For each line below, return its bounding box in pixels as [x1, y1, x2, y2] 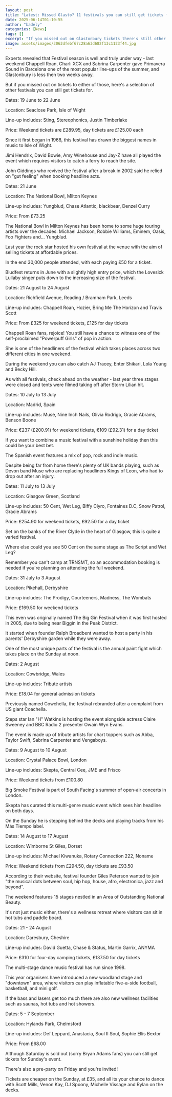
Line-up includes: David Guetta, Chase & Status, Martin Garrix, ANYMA [5, 944, 155, 950]
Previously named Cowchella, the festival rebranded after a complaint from [5, 700, 163, 707]
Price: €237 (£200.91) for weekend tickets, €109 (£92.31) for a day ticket [5, 427, 159, 433]
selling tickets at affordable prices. [5, 249, 78, 255]
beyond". [5, 884, 25, 890]
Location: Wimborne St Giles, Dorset [5, 843, 82, 849]
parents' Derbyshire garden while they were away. [5, 635, 112, 642]
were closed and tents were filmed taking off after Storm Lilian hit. [5, 381, 144, 388]
